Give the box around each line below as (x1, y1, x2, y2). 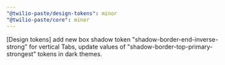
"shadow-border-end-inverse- (132, 35, 219, 43)
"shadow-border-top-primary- (127, 42, 213, 51)
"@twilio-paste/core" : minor (6, 16, 90, 23)
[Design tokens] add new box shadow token (6, 35, 131, 43)
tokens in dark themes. (37, 49, 102, 58)
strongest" (6, 49, 36, 58)
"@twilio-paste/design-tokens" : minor (6, 10, 117, 17)
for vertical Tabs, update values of (29, 42, 126, 51)
